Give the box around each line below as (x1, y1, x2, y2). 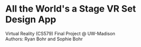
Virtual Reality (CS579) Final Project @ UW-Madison (5, 30, 115, 36)
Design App (5, 14, 56, 25)
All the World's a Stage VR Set (5, 3, 136, 15)
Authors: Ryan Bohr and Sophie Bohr (5, 36, 83, 42)
